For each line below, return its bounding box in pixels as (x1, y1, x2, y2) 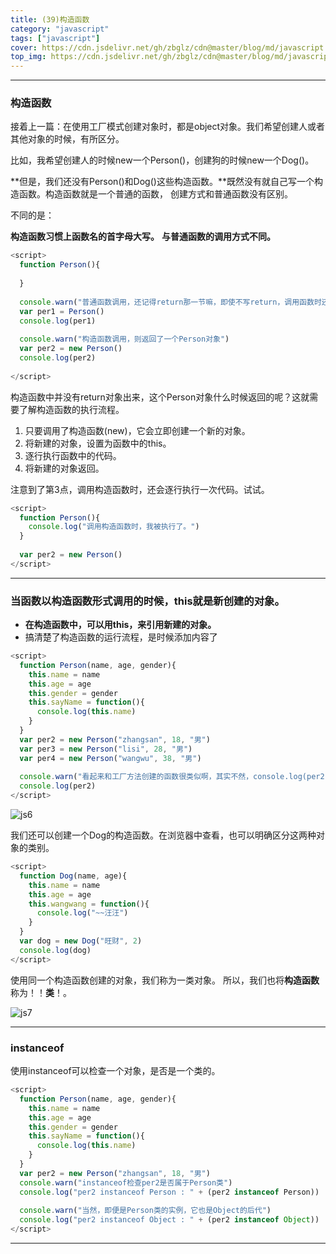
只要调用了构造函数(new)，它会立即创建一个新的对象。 (24, 424, 251, 436)
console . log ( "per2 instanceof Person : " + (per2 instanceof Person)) (19, 1187, 320, 1197)
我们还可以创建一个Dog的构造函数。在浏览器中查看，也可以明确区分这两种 (10, 829, 317, 841)
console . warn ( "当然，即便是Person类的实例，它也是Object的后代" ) (19, 1206, 272, 1216)
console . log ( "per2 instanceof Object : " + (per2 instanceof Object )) (19, 1215, 320, 1225)
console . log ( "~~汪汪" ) (36, 908, 129, 918)
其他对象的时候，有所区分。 (10, 133, 125, 145)
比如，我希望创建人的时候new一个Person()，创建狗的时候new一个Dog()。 (10, 154, 315, 166)
